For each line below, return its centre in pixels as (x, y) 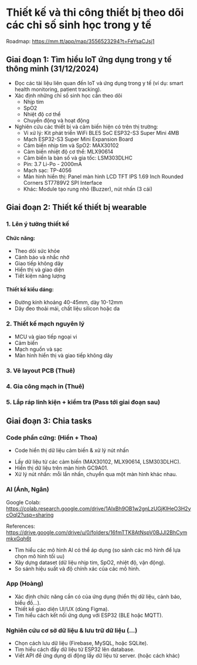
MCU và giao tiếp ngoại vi (46, 337)
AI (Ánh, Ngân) (28, 490)
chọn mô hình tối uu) (40, 556)
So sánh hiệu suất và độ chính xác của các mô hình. (77, 568)
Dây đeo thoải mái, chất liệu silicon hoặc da (67, 308)
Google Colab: (23, 502)
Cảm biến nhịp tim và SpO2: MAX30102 (71, 145)
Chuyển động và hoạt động (56, 120)
